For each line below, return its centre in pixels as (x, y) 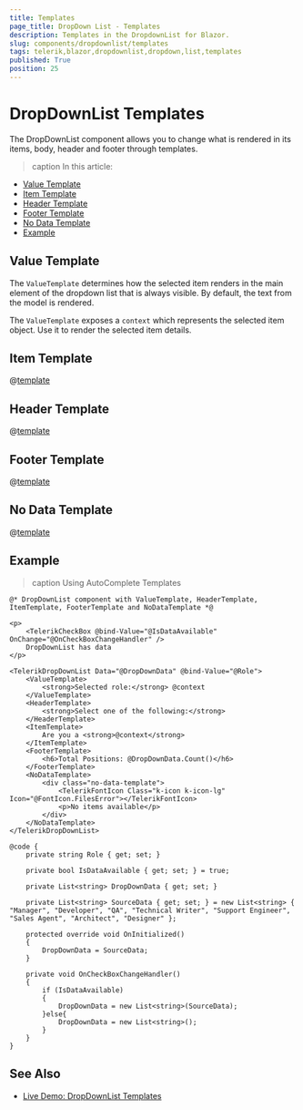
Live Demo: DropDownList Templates (92, 1095)
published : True (40, 60)
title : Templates (42, 18)
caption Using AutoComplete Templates (106, 582)
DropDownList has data (69, 647)
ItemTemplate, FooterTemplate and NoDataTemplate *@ (111, 607)
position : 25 (34, 69)
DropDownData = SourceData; (95, 950)
